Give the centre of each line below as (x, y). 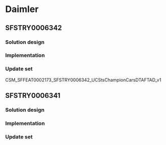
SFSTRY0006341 (33, 96)
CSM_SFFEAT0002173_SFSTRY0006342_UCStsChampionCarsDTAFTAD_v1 (83, 80)
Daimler (22, 9)
